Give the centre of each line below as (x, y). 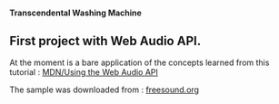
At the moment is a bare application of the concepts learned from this (139, 62)
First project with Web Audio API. (105, 41)
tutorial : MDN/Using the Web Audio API (84, 72)
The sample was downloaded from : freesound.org (105, 90)
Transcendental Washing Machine (76, 13)
